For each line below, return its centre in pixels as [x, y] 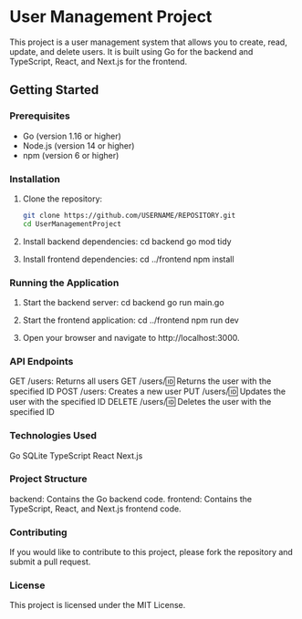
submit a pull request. [50, 562]
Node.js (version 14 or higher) [78, 145]
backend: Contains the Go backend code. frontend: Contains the [131, 499]
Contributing [38, 532]
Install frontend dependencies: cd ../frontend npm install [128, 259]
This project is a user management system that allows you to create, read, [148, 42]
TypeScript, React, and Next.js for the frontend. [99, 61]
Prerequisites [40, 116]
